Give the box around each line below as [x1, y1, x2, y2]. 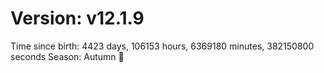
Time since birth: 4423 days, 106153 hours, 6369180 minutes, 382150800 [10, 40, 315, 52]
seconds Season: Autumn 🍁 [10, 50, 125, 62]
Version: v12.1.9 [10, 7, 145, 30]
